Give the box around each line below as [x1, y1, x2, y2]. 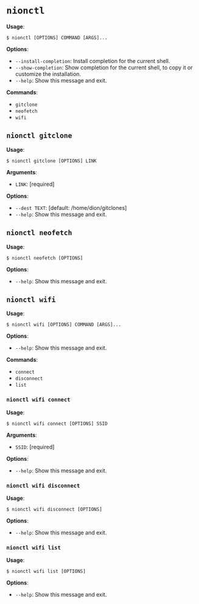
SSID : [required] [15, 443, 55, 450]
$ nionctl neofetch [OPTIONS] [6, 255, 84, 261]
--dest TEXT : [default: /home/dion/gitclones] [15, 204, 127, 211]
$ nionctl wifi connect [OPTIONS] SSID [6, 420, 108, 427]
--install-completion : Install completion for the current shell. [15, 57, 170, 64]
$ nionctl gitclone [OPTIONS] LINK [6, 158, 97, 164]
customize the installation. [15, 70, 81, 78]
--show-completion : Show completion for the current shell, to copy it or [15, 64, 194, 71]
